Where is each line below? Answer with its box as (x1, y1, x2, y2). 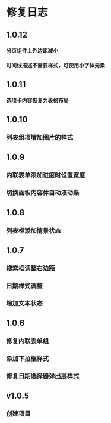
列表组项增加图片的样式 (6, 134, 73, 142)
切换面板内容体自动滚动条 (6, 189, 80, 197)
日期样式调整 (6, 282, 43, 290)
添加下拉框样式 (6, 354, 49, 363)
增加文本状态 (6, 299, 43, 307)
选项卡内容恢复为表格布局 (6, 97, 69, 104)
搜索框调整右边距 (6, 264, 55, 272)
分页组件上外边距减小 (6, 47, 58, 54)
